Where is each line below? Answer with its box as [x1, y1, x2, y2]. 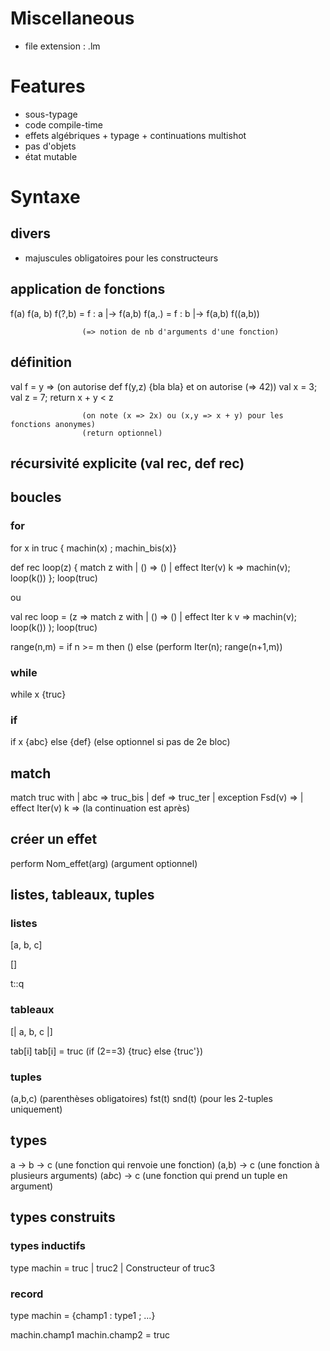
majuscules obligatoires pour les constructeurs [24, 252, 219, 264]
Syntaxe [10, 186, 81, 209]
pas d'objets [24, 140, 77, 152]
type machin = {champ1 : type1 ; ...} [10, 1309, 156, 1321]
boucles [10, 489, 62, 506]
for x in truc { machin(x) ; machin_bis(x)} [10, 542, 177, 554]
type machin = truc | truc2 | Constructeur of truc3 [10, 1262, 216, 1274]
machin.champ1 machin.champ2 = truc [10, 1328, 171, 1341]
